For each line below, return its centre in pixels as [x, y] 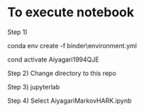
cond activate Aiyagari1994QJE [53, 59]
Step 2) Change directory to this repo [62, 73]
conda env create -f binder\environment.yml [72, 45]
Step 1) [17, 32]
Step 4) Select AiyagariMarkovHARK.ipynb [70, 101]
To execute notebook [71, 12]
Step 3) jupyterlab [34, 86]
